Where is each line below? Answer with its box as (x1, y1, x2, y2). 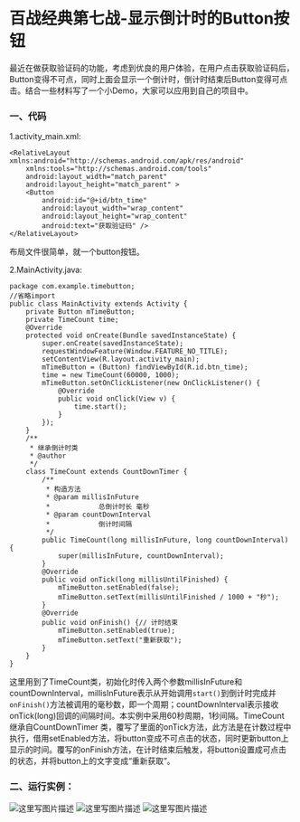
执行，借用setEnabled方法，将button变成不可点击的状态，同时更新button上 (9, 733, 289, 744)
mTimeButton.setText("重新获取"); (57, 636, 183, 645)
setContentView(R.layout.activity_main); (42, 354, 201, 364)
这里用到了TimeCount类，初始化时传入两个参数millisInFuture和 (9, 676, 242, 687)
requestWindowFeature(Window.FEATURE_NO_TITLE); (42, 347, 229, 356)
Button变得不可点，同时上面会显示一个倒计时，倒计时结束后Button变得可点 (9, 73, 288, 84)
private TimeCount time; (25, 316, 119, 325)
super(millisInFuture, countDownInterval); (57, 552, 224, 561)
